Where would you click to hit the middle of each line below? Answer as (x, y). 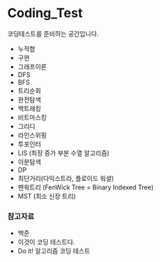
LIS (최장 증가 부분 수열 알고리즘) (63, 153)
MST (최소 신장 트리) (47, 196)
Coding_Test (45, 13)
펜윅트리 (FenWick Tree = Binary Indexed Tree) (86, 187)
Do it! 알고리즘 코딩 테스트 (54, 251)
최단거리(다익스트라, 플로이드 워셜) (66, 178)
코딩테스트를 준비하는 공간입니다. (53, 33)
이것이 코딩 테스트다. (46, 242)
